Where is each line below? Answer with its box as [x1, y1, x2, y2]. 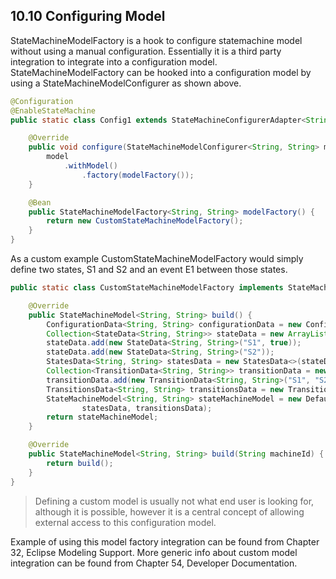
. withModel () [63, 161, 118, 171]
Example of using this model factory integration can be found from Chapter [10, 535, 320, 548]
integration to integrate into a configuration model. [10, 55, 218, 68]
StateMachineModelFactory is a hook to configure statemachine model [10, 34, 303, 46]
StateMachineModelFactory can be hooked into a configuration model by [10, 66, 312, 78]
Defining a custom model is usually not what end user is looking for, [34, 495, 315, 507]
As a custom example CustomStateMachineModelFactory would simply [10, 253, 304, 265]
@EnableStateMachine [10, 105, 97, 116]
